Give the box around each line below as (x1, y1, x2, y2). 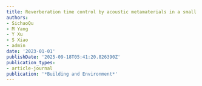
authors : (6, 15, 29, 21)
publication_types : (6, 59, 56, 65)
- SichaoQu (6, 20, 34, 26)
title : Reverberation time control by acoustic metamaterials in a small (6, 8, 197, 15)
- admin (6, 43, 26, 49)
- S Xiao (6, 37, 29, 43)
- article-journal (6, 65, 53, 71)
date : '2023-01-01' (6, 48, 56, 55)
